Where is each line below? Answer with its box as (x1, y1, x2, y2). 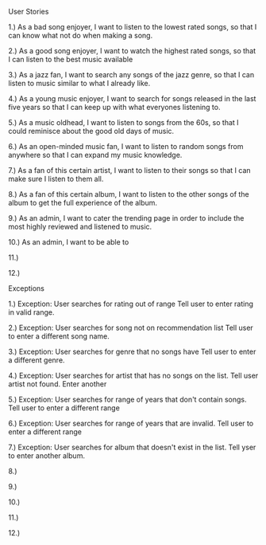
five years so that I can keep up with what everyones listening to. (8, 103, 221, 112)
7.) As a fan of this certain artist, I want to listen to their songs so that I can (8, 166, 252, 174)
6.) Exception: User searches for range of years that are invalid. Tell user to (8, 418, 254, 428)
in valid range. (8, 308, 55, 317)
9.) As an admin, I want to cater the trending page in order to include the (8, 214, 245, 222)
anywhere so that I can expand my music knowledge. (8, 151, 183, 159)
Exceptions (8, 284, 45, 293)
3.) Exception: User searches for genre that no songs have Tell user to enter (8, 347, 256, 356)
